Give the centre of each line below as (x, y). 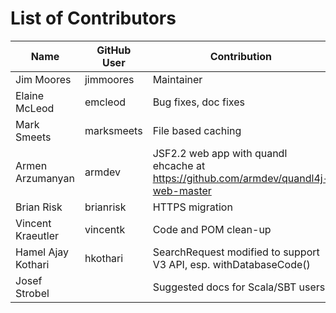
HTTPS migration (192, 207)
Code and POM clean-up (212, 229)
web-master (182, 190)
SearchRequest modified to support (236, 252)
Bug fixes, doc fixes (198, 102)
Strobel (32, 293)
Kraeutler (37, 235)
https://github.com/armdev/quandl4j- (241, 178)
